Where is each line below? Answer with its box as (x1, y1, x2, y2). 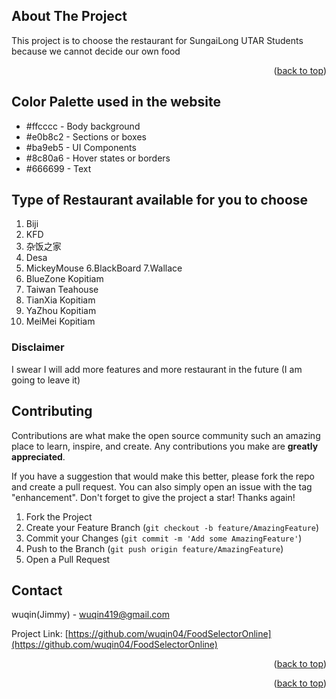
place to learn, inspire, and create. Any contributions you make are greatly (11, 440, 319, 452)
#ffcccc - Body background (25, 120, 141, 132)
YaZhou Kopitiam (25, 305, 97, 317)
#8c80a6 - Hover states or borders (25, 152, 171, 164)
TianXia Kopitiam (25, 294, 96, 306)
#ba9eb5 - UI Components (25, 141, 137, 153)
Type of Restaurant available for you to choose (11, 192, 309, 209)
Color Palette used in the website (11, 94, 222, 111)
